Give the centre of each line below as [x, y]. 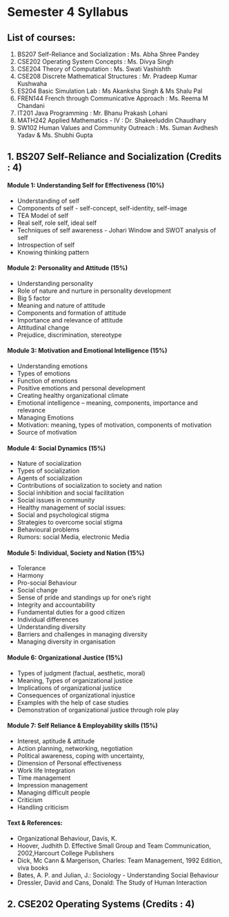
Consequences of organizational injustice [76, 695]
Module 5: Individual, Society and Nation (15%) [76, 553]
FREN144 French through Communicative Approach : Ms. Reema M [112, 98]
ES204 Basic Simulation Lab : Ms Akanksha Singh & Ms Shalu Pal [110, 91]
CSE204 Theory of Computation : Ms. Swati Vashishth [94, 69]
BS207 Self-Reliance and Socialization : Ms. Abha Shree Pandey [108, 54]
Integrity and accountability [56, 605]
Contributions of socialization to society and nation [89, 486]
